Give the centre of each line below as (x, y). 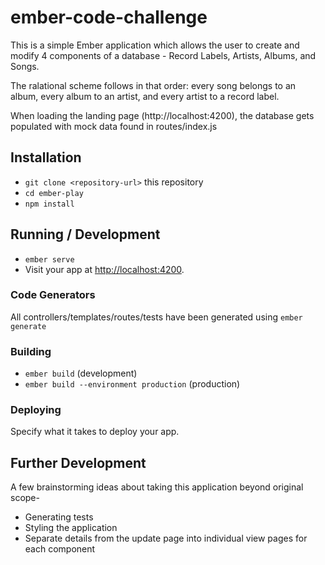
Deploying (36, 410)
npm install (49, 204)
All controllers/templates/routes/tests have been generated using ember (156, 317)
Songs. (25, 66)
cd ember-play (54, 193)
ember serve (49, 259)
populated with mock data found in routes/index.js (114, 126)
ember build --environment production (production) (132, 384)
